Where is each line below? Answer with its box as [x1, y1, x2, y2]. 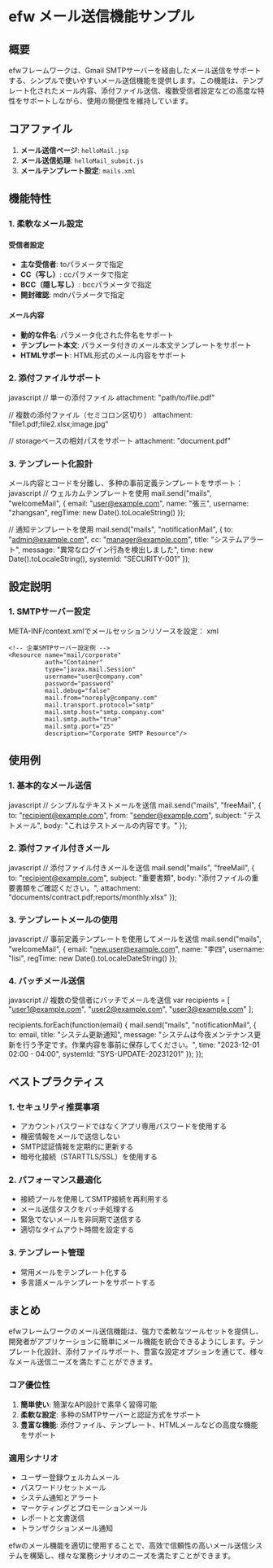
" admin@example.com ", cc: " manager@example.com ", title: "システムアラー [8, 535, 264, 545]
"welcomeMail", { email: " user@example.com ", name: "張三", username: [8, 498, 249, 509]
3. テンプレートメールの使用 [8, 913, 118, 925]
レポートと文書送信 [19, 1513, 85, 1523]
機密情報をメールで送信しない [19, 1132, 120, 1141]
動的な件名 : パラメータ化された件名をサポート [19, 330, 175, 339]
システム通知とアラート [19, 1493, 99, 1503]
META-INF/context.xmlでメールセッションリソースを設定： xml [8, 626, 219, 636]
